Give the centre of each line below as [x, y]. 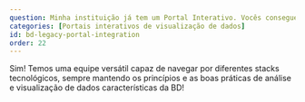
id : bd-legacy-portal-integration [75, 34]
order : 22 [28, 43]
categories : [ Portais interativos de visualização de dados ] [128, 26]
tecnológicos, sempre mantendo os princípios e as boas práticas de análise [151, 79]
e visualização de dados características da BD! [97, 88]
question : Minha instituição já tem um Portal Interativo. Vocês [135, 18]
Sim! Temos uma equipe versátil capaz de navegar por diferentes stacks [144, 69]
